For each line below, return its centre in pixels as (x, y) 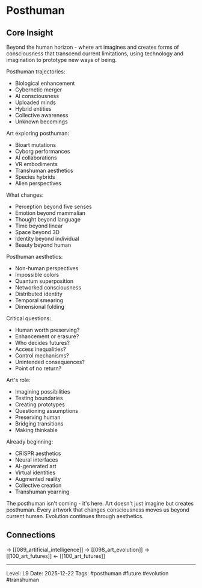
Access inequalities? (40, 349)
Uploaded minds (35, 102)
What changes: (25, 195)
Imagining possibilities (42, 391)
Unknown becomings (41, 122)
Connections (31, 535)
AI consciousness (37, 96)
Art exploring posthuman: (38, 133)
